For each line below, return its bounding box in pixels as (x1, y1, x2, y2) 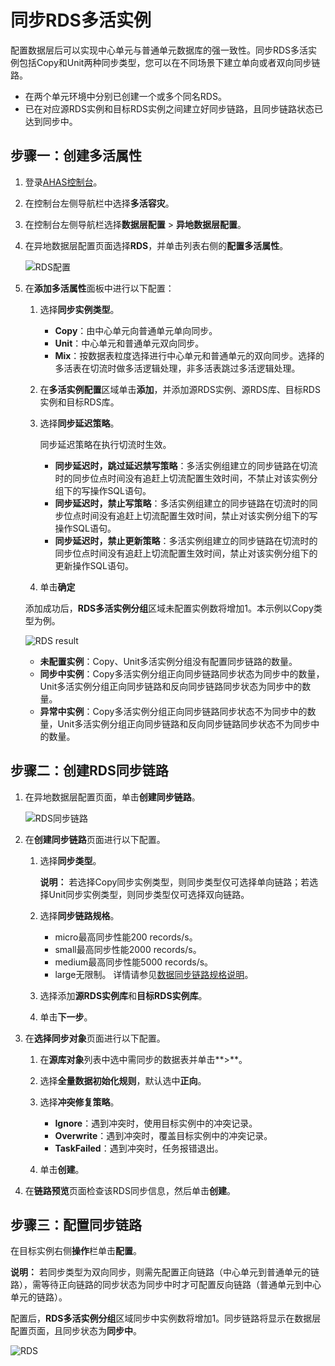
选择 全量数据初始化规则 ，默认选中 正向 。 (39, 1074, 207, 1086)
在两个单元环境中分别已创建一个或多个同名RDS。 (24, 90, 227, 102)
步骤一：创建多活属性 (10, 147, 142, 165)
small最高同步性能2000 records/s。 (54, 943, 202, 955)
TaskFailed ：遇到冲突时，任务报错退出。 (54, 1142, 224, 1154)
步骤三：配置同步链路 (10, 1216, 142, 1233)
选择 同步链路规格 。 (39, 909, 120, 921)
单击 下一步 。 (39, 1011, 93, 1023)
